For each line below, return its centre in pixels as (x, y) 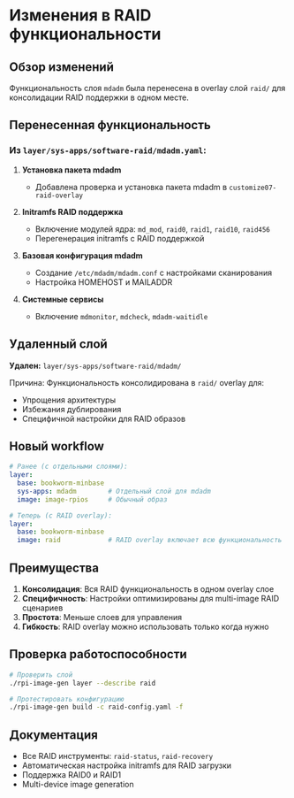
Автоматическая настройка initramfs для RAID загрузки (127, 765)
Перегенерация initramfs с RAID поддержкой (120, 238)
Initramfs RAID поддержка (72, 211)
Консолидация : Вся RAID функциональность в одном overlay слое (148, 589)
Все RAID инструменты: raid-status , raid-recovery (117, 756)
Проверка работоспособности (98, 654)
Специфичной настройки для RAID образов (104, 418)
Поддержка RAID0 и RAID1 (72, 775)
